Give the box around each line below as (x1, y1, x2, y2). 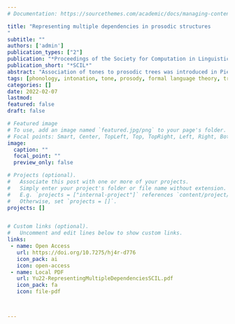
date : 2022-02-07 (7, 88, 58, 95)
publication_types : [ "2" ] (7, 49, 83, 56)
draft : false (7, 108, 45, 115)
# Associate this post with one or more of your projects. (7, 178, 190, 185)
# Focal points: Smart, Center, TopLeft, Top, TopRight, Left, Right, (7, 133, 218, 140)
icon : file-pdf (16, 288, 61, 295)
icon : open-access (16, 262, 71, 269)
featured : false (7, 101, 55, 108)
